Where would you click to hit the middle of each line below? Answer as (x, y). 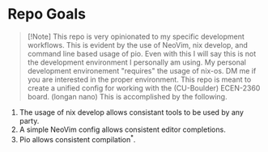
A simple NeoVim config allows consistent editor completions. (122, 129)
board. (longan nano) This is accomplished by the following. (127, 96)
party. (29, 120)
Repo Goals (47, 14)
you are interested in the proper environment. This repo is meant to (139, 79)
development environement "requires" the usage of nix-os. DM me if (142, 70)
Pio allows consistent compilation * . (77, 138)
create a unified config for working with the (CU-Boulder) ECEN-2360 (144, 88)
